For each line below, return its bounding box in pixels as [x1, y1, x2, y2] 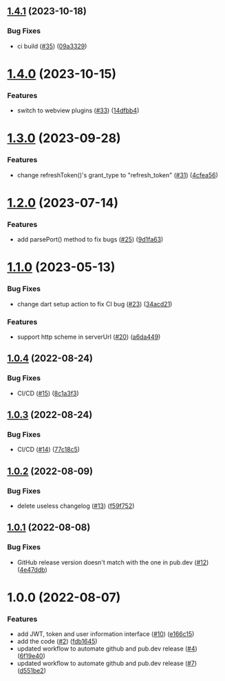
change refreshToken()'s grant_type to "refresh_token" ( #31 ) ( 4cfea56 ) [17, 170, 219, 179]
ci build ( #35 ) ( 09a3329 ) [17, 41, 87, 50]
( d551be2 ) [17, 667, 47, 675]
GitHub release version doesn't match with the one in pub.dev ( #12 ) [17, 558, 209, 566]
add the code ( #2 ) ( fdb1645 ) [17, 638, 98, 646]
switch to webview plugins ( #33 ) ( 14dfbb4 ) [17, 106, 140, 115]
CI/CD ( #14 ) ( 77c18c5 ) [17, 445, 81, 454]
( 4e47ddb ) [17, 565, 48, 573]
